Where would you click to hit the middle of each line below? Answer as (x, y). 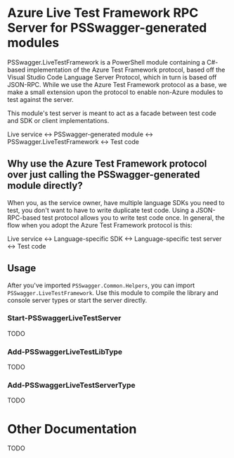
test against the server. (40, 99)
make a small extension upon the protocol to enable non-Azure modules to (115, 92)
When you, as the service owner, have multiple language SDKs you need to (116, 202)
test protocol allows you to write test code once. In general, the (133, 217)
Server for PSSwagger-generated (107, 28)
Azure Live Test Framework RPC (103, 13)
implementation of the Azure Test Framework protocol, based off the (126, 70)
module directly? (45, 186)
